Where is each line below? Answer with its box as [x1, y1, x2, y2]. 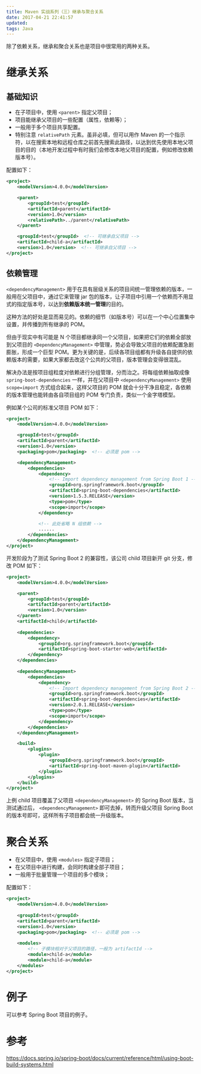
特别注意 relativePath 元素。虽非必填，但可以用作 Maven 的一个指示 [14, 131, 185, 139]
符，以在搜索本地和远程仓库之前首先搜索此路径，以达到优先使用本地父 [14, 139, 188, 146]
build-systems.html [6, 1061, 54, 1068]
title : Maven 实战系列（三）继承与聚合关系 [6, 8, 103, 15]
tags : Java [6, 25, 33, 32]
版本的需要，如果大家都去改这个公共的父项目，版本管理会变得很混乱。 [11, 356, 184, 363]
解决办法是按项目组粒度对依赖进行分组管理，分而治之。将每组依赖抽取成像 [6, 368, 190, 375]
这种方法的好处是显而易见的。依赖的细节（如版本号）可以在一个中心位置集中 [6, 313, 195, 320]
